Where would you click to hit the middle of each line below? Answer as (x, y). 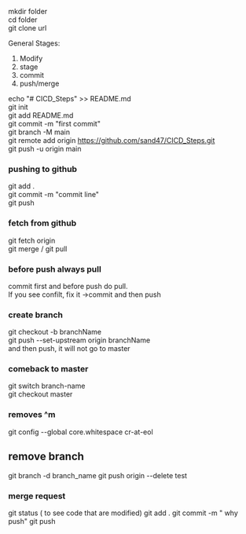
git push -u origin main (45, 149)
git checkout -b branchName (55, 332)
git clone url (28, 28)
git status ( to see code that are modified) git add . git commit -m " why (123, 513)
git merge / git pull (38, 249)
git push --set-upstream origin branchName (79, 340)
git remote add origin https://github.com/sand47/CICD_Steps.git (112, 140)
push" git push (32, 521)
